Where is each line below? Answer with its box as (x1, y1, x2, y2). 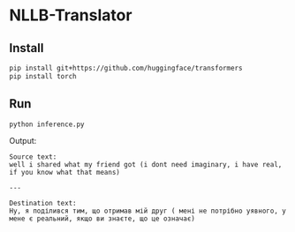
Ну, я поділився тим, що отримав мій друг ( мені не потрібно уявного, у (9, 206, 287, 216)
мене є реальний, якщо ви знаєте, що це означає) (9, 214, 196, 223)
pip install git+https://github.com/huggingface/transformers (9, 64, 243, 72)
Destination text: (9, 199, 77, 208)
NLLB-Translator (9, 5, 132, 26)
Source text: (9, 153, 57, 161)
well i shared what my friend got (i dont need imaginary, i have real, (9, 161, 283, 169)
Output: (9, 136, 37, 146)
